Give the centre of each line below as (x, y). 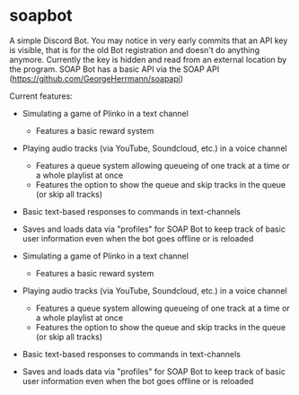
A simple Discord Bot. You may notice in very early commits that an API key (149, 40)
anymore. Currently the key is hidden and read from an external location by (148, 59)
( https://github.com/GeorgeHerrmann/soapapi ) (97, 78)
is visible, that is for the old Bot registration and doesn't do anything (135, 49)
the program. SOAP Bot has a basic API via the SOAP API (114, 69)
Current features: (41, 96)
